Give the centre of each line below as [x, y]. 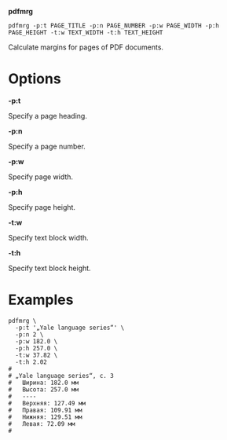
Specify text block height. [50, 268]
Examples [41, 300]
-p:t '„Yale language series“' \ [70, 328]
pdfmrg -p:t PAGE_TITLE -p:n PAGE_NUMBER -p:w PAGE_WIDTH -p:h [114, 26]
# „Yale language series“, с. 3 [61, 376]
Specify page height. [42, 207]
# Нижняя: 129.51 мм [45, 417]
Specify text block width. [48, 237]
